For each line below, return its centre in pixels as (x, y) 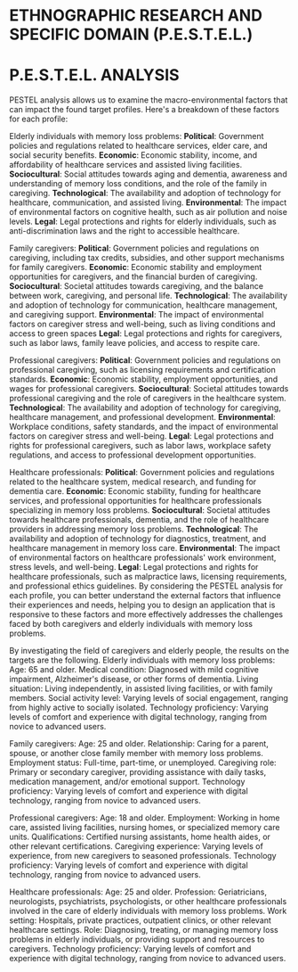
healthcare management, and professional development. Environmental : (142, 417)
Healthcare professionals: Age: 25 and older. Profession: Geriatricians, (138, 892)
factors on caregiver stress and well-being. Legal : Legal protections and (141, 436)
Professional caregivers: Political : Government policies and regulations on (145, 360)
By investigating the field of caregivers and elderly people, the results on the (149, 651)
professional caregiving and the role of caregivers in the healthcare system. (148, 399)
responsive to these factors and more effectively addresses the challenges (146, 614)
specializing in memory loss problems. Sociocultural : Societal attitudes (140, 510)
